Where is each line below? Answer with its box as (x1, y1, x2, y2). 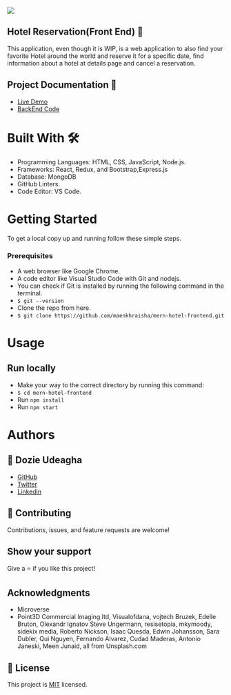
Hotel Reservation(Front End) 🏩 (7, 26, 143, 38)
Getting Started (7, 211, 98, 227)
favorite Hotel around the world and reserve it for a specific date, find (7, 52, 205, 60)
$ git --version (17, 297, 64, 304)
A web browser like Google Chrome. (17, 266, 121, 275)
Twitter (17, 480, 38, 488)
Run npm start (17, 402, 59, 411)
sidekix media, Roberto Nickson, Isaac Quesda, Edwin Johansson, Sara (17, 627, 220, 636)
